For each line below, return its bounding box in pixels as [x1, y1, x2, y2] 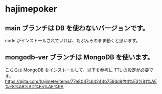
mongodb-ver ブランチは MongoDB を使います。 [5, 53, 154, 62]
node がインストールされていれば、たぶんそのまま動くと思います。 [5, 38, 140, 43]
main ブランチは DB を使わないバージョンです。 [5, 24, 149, 32]
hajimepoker [5, 3, 57, 15]
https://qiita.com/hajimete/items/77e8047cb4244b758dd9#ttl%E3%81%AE [5, 78, 157, 84]
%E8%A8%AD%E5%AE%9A [5, 83, 64, 89]
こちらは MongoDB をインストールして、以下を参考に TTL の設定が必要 [5, 67, 149, 73]
